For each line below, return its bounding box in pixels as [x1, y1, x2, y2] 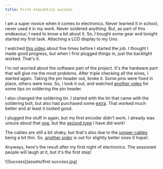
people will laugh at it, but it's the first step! [5, 149, 91, 155]
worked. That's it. [5, 55, 40, 61]
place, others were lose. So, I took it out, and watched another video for [5, 81, 149, 86]
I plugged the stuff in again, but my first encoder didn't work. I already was [5, 115, 155, 120]
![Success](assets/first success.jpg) [5, 158, 78, 164]
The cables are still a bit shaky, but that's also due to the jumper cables [5, 129, 147, 135]
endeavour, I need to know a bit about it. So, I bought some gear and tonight [5, 31, 158, 36]
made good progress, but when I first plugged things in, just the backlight [5, 51, 152, 56]
